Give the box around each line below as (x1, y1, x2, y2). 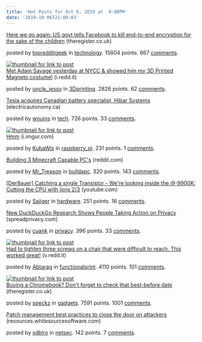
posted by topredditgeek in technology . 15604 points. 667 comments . (6, 49, 179, 56)
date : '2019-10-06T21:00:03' (6, 14, 79, 20)
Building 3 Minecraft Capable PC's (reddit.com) (6, 156, 124, 163)
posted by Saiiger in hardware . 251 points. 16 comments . (6, 197, 146, 204)
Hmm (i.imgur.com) (6, 133, 54, 140)
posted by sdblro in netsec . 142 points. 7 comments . (6, 329, 136, 336)
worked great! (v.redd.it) (6, 251, 67, 258)
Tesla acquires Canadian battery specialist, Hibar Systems (6, 97, 150, 104)
